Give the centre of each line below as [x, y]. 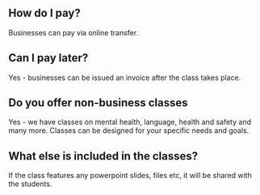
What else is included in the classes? [103, 156]
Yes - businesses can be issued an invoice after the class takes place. [125, 77]
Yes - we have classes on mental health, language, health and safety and [130, 122]
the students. [30, 184]
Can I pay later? [48, 58]
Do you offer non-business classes [98, 103]
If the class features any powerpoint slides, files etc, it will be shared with [130, 176]
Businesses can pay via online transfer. [73, 32]
